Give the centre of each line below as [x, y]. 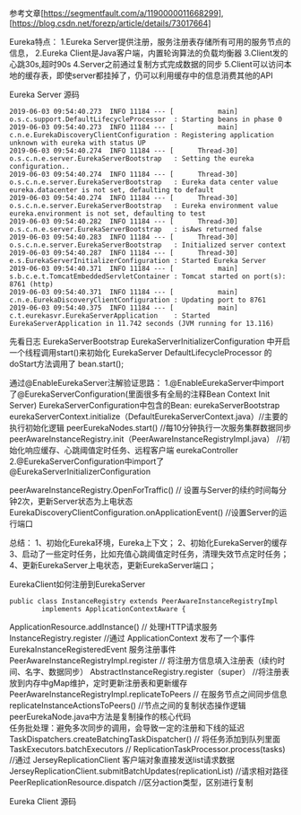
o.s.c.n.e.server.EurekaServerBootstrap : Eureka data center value [144, 182]
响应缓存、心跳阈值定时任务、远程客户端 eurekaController [132, 450]
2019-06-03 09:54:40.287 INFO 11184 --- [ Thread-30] [124, 253]
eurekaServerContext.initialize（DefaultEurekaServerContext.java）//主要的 [149, 416]
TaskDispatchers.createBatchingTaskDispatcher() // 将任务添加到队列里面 [145, 739]
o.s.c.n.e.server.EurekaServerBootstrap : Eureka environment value [144, 206]
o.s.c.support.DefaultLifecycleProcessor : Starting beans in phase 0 [146, 119]
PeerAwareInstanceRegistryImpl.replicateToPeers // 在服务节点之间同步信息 [149, 694]
